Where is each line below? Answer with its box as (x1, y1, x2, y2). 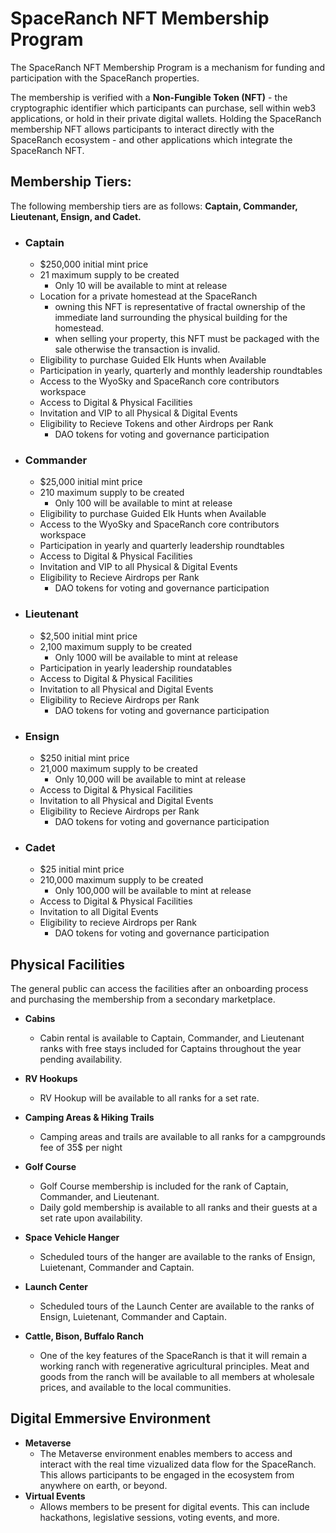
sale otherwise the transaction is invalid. (54, 343, 221, 356)
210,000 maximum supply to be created (39, 874, 204, 886)
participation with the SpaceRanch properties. (10, 72, 200, 84)
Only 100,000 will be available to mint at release (54, 885, 252, 897)
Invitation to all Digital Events (39, 906, 159, 918)
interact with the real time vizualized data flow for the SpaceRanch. (39, 1458, 317, 1470)
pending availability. (39, 1053, 123, 1066)
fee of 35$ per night (39, 1142, 123, 1154)
